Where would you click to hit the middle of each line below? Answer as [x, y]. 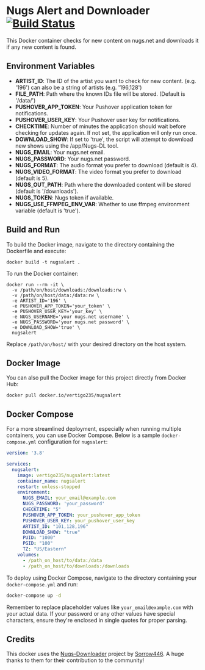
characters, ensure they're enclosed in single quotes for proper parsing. [97, 620]
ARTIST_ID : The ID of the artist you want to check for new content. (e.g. [106, 81]
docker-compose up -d [34, 596]
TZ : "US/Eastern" [45, 549]
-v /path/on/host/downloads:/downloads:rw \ [69, 290]
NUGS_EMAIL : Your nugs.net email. [60, 152]
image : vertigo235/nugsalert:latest [64, 475]
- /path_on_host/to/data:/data [62, 560]
